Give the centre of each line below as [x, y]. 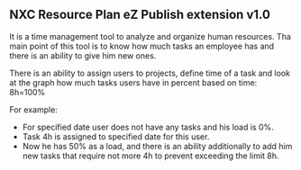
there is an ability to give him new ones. [83, 55]
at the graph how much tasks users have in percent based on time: [133, 82]
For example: [34, 109]
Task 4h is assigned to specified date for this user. [116, 136]
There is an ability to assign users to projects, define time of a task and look [150, 73]
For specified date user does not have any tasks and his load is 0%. [148, 127]
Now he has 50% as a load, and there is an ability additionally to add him [157, 146]
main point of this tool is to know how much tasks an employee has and [142, 46]
